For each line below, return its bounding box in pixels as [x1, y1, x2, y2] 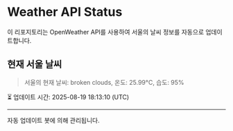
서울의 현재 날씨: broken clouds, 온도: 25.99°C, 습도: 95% [24, 78, 185, 86]
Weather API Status [7, 4, 123, 20]
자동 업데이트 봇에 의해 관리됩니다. [7, 116, 100, 124]
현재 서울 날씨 [7, 59, 62, 70]
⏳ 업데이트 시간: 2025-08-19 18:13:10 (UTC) [7, 92, 130, 101]
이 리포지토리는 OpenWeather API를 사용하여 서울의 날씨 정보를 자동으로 [7, 28, 205, 36]
